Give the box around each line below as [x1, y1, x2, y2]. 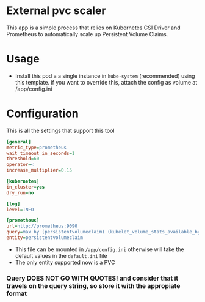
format [6, 289, 27, 298]
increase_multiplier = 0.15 [6, 167, 72, 173]
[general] [6, 138, 32, 145]
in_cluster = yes [6, 184, 45, 190]
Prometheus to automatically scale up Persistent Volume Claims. [6, 30, 168, 37]
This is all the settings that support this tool [6, 127, 115, 134]
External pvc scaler [6, 4, 106, 18]
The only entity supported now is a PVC [15, 259, 115, 266]
